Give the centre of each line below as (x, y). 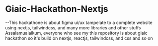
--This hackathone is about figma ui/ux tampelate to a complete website (79, 23)
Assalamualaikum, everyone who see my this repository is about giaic (77, 33)
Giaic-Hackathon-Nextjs (57, 9)
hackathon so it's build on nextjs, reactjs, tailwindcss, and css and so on (79, 38)
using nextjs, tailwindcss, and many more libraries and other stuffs (73, 27)
